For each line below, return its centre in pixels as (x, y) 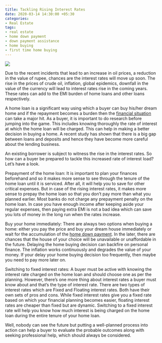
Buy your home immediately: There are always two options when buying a (79, 224)
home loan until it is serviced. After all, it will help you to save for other (75, 183)
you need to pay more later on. (36, 260)
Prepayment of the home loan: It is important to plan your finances (71, 173)
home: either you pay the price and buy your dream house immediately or (78, 229)
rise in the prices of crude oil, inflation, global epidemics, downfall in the (77, 83)
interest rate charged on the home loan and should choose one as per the (78, 274)
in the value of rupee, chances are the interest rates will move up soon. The (80, 78)
